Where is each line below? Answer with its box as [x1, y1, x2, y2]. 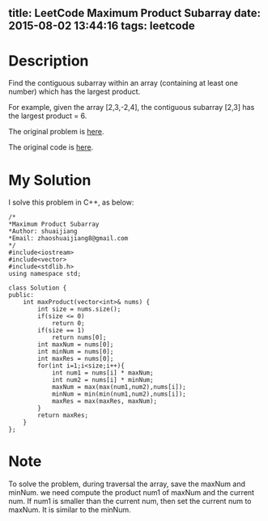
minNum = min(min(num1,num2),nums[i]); [51, 390, 186, 399]
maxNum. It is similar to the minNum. [8, 505, 131, 515]
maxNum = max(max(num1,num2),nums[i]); [51, 383, 186, 392]
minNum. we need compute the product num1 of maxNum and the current [8, 488, 255, 498]
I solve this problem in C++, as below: [8, 197, 134, 207]
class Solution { [8, 284, 67, 292]
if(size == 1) [37, 327, 85, 335]
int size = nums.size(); [37, 305, 121, 314]
